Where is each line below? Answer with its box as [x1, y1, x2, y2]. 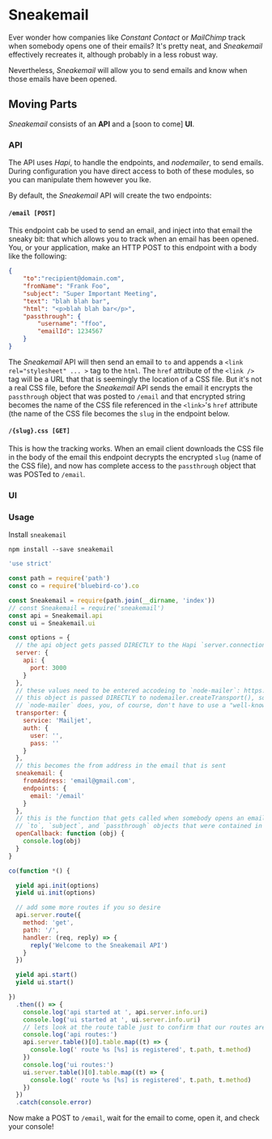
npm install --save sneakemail [8, 545, 114, 554]
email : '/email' [29, 791, 85, 800]
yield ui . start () [15, 979, 74, 987]
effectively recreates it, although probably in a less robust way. [8, 49, 219, 59]
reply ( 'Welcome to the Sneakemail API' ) [29, 941, 168, 949]
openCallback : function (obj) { [15, 830, 125, 838]
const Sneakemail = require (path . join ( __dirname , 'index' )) [8, 596, 216, 604]
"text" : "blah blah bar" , [23, 297, 111, 305]
